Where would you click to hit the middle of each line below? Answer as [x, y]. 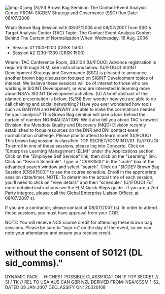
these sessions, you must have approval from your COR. [62, 213]
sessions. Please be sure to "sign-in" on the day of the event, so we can [78, 228]
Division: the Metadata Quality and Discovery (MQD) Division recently [76, 125]
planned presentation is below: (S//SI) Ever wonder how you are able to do [81, 99]
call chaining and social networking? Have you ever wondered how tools [78, 104]
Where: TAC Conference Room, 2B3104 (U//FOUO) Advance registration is [81, 62]
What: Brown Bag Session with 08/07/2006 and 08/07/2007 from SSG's [78, 28]
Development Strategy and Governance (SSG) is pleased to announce [76, 73]
